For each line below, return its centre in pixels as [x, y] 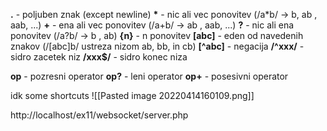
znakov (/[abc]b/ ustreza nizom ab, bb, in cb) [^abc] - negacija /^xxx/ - [157, 46]
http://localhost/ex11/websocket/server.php [99, 115]
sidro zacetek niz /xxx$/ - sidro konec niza [99, 57]
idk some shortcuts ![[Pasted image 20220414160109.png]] [132, 95]
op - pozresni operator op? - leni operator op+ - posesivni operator [149, 76]
